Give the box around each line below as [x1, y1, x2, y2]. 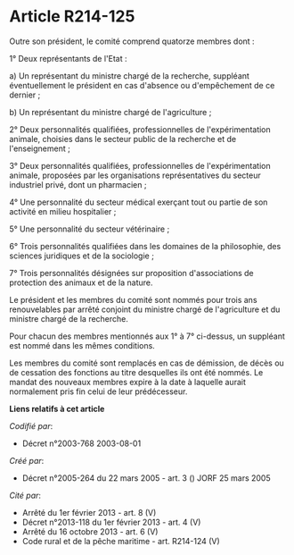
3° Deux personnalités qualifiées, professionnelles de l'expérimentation [9, 160, 271, 171]
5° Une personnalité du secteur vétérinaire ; [9, 223, 170, 234]
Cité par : [9, 490, 42, 500]
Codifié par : [9, 420, 53, 431]
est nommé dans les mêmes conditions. [9, 340, 156, 350]
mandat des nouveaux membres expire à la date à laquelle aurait [9, 376, 247, 387]
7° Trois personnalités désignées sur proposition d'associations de [9, 267, 254, 278]
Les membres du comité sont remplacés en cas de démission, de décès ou [9, 357, 285, 368]
